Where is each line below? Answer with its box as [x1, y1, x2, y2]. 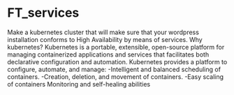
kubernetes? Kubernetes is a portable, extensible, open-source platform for [7, 43, 225, 51]
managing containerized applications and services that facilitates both [7, 50, 210, 59]
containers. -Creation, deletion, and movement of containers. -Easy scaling [7, 72, 224, 81]
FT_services [7, 5, 80, 21]
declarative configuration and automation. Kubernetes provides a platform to [7, 57, 228, 66]
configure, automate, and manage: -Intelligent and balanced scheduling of [7, 65, 221, 73]
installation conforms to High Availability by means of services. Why [7, 35, 203, 43]
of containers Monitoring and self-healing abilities [7, 80, 151, 88]
